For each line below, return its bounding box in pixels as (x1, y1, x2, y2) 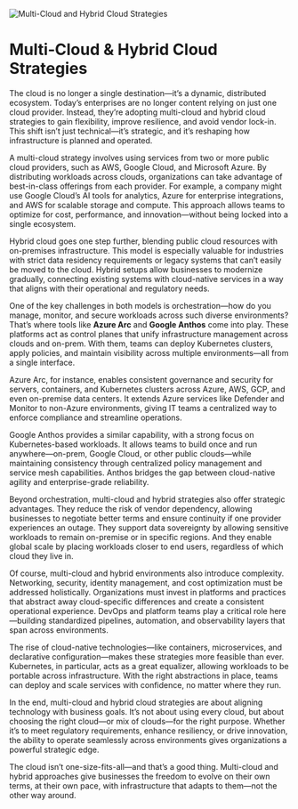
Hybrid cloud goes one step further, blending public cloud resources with (9, 236, 278, 247)
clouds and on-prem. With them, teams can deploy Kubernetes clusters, (9, 338, 274, 349)
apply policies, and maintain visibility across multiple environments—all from (9, 347, 289, 358)
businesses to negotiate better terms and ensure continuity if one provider (9, 513, 282, 523)
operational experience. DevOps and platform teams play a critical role (9, 605, 269, 616)
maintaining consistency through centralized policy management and (9, 457, 262, 468)
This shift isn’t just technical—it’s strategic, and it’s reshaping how (9, 125, 251, 136)
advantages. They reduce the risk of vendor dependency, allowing (9, 503, 253, 514)
